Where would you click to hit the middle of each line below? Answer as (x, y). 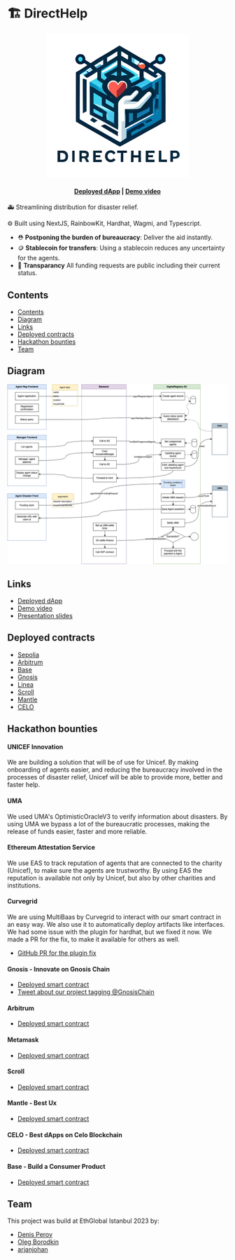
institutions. (24, 885)
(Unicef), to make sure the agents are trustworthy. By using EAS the (105, 870)
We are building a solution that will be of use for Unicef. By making (103, 763)
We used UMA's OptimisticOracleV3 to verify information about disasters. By (117, 816)
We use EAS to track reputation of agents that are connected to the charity (115, 863)
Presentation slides (45, 616)
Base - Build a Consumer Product (57, 1166)
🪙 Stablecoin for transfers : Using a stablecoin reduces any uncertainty (121, 248)
